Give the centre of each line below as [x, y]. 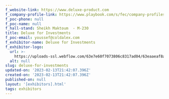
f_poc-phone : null [24, 19]
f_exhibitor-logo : [24, 47]
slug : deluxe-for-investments [37, 65]
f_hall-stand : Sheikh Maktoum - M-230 [47, 28]
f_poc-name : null [23, 24]
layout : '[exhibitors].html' [36, 84]
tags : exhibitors [23, 89]
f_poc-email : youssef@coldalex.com [43, 38]
